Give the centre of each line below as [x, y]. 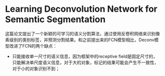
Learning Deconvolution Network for [81, 9]
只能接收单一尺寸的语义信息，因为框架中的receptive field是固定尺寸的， [85, 56]
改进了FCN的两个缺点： [33, 46]
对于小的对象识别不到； [36, 68]
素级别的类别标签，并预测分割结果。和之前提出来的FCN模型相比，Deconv [80, 40]
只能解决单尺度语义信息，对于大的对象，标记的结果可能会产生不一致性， [85, 62]
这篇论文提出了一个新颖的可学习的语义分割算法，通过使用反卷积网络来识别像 [82, 33]
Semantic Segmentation [55, 19]
